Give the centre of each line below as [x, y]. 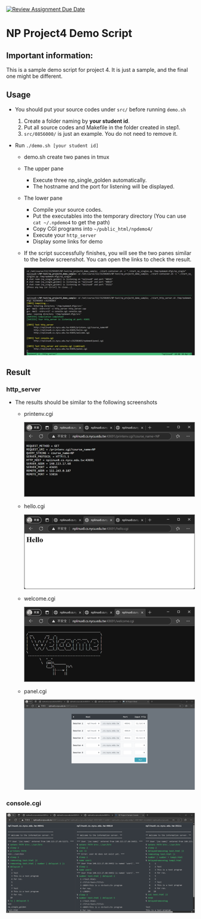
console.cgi [24, 804]
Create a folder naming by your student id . [77, 121]
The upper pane [44, 168]
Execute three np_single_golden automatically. [90, 180]
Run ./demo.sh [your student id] [57, 145]
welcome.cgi [39, 599]
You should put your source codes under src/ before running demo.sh [100, 109]
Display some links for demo [68, 241]
